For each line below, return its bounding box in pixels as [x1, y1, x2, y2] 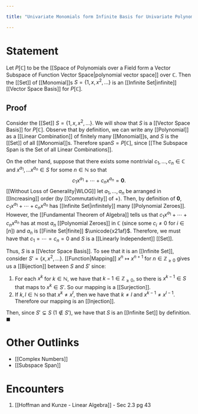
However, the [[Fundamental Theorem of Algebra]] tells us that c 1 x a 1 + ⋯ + [6, 210, 187, 220]
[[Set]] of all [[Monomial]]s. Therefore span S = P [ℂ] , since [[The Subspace [6, 139, 188, 146]
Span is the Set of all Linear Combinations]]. [6, 145, 113, 153]
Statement [6, 44, 59, 58]
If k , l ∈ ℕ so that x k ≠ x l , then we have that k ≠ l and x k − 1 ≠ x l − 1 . [14, 290, 176, 298]
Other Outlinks [6, 336, 80, 349]
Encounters [6, 382, 64, 395]
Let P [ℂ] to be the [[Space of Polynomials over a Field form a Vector [6, 64, 171, 71]
